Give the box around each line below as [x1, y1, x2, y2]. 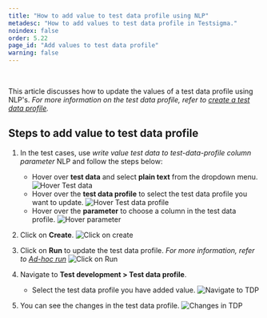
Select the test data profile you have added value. [31, 285, 196, 295]
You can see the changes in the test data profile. [19, 300, 180, 310]
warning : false [8, 49, 59, 57]
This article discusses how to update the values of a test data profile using [8, 87, 253, 96]
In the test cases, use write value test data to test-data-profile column [19, 147, 252, 157]
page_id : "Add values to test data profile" [8, 42, 159, 50]
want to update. [31, 197, 84, 207]
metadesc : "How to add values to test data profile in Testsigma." [8, 19, 238, 27]
